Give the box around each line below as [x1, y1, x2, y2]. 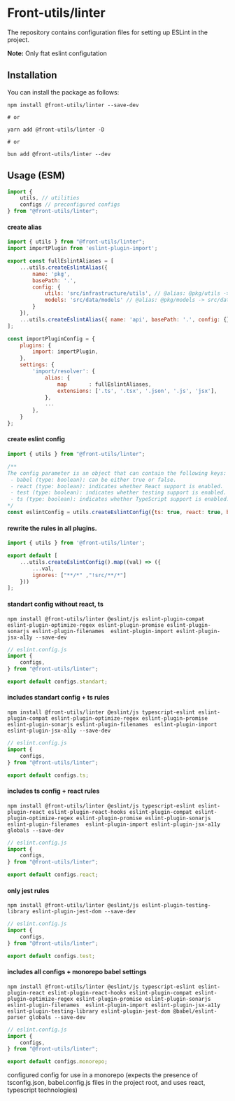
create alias [7, 223, 42, 231]
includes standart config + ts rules [7, 693, 110, 702]
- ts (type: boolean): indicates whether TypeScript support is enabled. [10, 496, 230, 503]
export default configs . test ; [7, 953, 96, 960]
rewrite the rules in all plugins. [7, 524, 97, 532]
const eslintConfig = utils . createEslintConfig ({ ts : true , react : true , [7, 509, 224, 516]
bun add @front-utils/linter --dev [7, 151, 111, 158]
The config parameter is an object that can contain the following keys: [7, 469, 227, 477]
